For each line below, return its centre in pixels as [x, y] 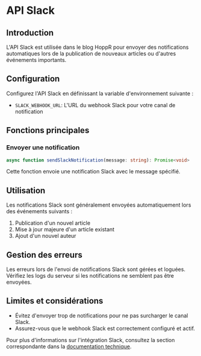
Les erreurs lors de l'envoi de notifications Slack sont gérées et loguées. [96, 269]
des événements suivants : [39, 211]
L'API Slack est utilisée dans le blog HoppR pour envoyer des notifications [97, 47]
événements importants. [36, 60]
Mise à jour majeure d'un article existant [65, 230]
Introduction [30, 33]
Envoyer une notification [43, 148]
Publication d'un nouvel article [53, 223]
